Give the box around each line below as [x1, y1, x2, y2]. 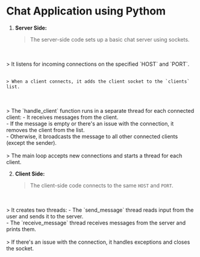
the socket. [6, 244, 34, 252]
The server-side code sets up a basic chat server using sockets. [30, 36, 190, 43]
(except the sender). [6, 139, 57, 146]
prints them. [6, 225, 36, 233]
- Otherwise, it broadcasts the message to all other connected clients [6, 133, 178, 140]
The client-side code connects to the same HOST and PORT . [30, 182, 173, 189]
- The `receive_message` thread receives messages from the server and [6, 219, 186, 226]
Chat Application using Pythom [6, 4, 166, 18]
